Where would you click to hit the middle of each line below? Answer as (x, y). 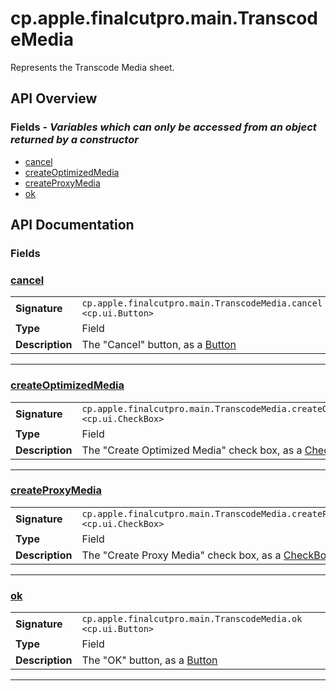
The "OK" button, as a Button (149, 660)
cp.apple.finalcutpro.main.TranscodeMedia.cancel (202, 303)
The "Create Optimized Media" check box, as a (192, 450)
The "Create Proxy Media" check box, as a (181, 555)
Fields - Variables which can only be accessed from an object (163, 127)
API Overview (54, 98)
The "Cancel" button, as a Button (159, 345)
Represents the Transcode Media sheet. (92, 67)
